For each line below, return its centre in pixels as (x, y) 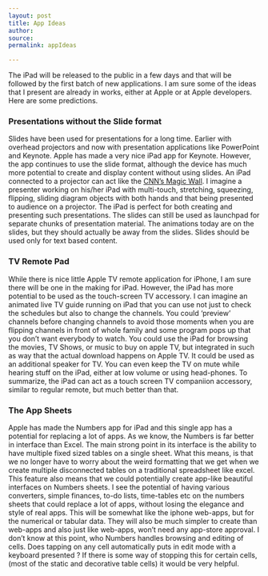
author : (21, 30)
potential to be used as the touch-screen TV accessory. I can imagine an (128, 296)
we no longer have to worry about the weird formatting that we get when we (134, 462)
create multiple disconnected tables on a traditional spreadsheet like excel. (132, 470)
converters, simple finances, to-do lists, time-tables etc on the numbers (126, 496)
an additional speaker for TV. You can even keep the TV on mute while (124, 364)
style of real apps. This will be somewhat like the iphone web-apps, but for (131, 513)
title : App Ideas (37, 23)
